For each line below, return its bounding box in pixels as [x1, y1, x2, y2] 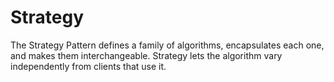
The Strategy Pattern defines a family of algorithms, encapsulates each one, [10, 39, 325, 51]
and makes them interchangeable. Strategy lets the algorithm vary [10, 49, 283, 61]
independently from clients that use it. [10, 60, 167, 72]
